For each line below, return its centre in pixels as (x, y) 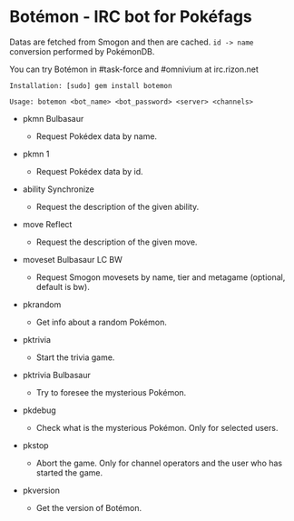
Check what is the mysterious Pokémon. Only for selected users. (157, 427)
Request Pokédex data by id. (89, 171)
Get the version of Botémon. (89, 507)
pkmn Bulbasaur (53, 118)
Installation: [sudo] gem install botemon (91, 85)
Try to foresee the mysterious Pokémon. (111, 392)
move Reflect (47, 224)
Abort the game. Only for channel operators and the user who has (159, 463)
